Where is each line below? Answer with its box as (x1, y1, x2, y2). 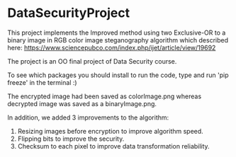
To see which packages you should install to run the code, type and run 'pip (7, 71, 229, 79)
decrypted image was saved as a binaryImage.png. (7, 99, 157, 107)
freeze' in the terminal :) (7, 78, 77, 86)
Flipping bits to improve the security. (17, 134, 125, 143)
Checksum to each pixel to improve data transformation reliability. (17, 141, 210, 150)
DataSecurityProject (7, 5, 130, 21)
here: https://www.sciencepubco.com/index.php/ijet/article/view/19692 (7, 43, 216, 52)
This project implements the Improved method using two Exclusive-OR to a (7, 28, 226, 37)
